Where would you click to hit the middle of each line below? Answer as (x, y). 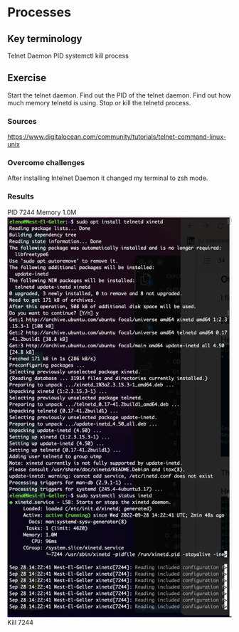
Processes (39, 12)
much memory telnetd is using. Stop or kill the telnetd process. (99, 102)
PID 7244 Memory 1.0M (42, 212)
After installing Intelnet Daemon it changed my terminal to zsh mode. (108, 178)
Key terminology (45, 39)
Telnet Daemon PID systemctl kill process (68, 56)
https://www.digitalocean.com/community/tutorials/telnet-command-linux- (117, 137)
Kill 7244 (21, 622)
